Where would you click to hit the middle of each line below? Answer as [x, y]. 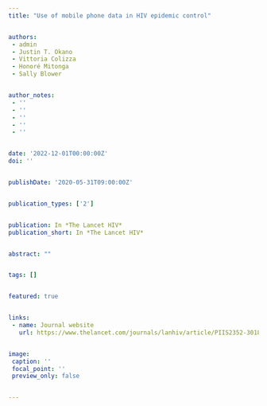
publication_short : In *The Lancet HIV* [76, 232]
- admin [24, 45]
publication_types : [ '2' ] [51, 204]
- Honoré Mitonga [40, 67]
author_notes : [32, 96]
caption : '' [31, 361]
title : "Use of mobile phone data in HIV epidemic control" [110, 16]
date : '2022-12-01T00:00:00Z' [58, 154]
